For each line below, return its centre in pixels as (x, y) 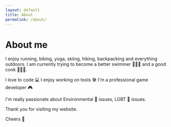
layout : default (22, 10)
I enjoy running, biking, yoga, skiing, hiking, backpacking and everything (81, 59)
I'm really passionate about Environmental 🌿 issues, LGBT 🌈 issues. (76, 99)
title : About (19, 15)
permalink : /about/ (26, 19)
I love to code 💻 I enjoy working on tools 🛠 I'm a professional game (77, 80)
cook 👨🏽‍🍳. (16, 70)
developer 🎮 (19, 88)
